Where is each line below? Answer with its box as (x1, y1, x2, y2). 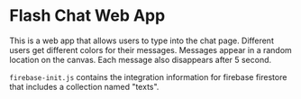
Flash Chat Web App (9, 5, 166, 26)
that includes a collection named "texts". (9, 81, 160, 92)
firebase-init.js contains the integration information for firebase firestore (9, 71, 287, 82)
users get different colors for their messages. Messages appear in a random (9, 44, 293, 55)
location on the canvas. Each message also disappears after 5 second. (9, 54, 272, 65)
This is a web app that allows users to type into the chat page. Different (9, 35, 275, 46)
